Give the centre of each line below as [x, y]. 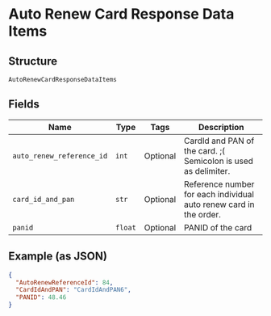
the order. [203, 214]
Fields [24, 105]
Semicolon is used [219, 161]
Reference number [219, 184]
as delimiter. [207, 171]
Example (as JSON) [58, 257]
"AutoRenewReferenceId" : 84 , [65, 282]
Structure [33, 61]
